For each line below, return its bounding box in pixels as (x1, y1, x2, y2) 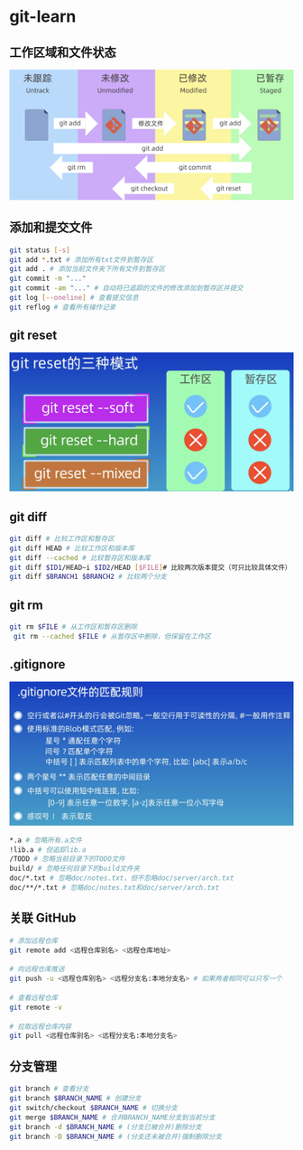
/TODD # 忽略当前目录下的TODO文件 (9, 855, 125, 864)
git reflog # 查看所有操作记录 (9, 303, 116, 312)
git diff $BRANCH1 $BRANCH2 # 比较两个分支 (9, 572, 168, 582)
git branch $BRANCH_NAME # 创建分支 (9, 1094, 142, 1103)
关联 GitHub (9, 911, 77, 926)
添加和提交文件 (9, 220, 93, 236)
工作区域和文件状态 (9, 44, 116, 60)
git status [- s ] (9, 246, 70, 255)
